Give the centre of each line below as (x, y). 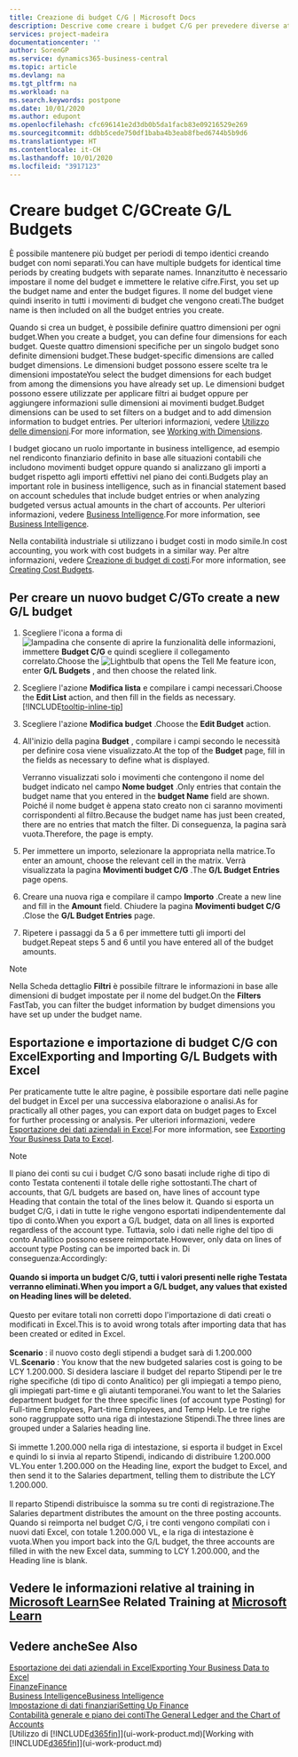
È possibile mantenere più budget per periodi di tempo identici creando (139, 253)
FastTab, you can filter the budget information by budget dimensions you (142, 1005)
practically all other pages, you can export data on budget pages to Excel (143, 1110)
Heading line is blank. (49, 1560)
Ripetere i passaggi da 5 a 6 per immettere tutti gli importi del (133, 933)
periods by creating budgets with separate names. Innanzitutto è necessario (149, 273)
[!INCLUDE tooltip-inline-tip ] (72, 707)
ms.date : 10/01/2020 (47, 108)
